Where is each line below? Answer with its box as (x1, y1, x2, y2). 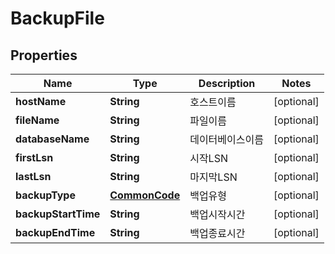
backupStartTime (15, 207, 101, 221)
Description (198, 77, 256, 90)
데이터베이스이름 (189, 133, 264, 146)
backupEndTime (15, 226, 96, 239)
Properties (10, 47, 78, 64)
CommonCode (109, 188, 181, 202)
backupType (15, 188, 76, 202)
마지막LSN (189, 170, 238, 184)
